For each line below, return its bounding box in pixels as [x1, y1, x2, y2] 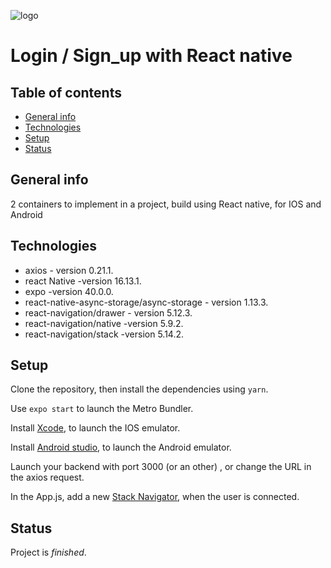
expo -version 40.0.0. [24, 285, 114, 297]
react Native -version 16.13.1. [24, 275, 142, 287]
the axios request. [10, 471, 85, 484]
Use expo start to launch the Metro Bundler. [10, 403, 194, 415]
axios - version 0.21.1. [24, 264, 114, 276]
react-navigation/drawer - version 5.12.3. [24, 306, 193, 319]
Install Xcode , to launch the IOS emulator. [10, 422, 181, 434]
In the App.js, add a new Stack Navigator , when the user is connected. [10, 491, 300, 503]
